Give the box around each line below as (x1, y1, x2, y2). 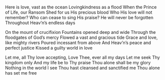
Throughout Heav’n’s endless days (5, 20, 75, 26)
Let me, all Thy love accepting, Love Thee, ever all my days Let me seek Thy (5, 54, 160, 60)
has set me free (5, 70, 37, 76)
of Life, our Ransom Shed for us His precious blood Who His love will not (5, 9, 153, 15)
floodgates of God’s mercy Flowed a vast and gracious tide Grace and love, (5, 34, 158, 40)
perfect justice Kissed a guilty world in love (5, 45, 93, 51)
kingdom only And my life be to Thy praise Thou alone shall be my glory (5, 60, 151, 65)
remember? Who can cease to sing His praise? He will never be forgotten (5, 15, 154, 20)
